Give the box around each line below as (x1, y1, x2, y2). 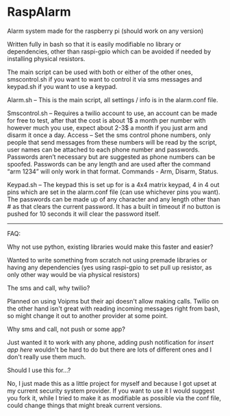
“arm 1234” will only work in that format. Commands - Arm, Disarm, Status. (7, 167, 219, 175)
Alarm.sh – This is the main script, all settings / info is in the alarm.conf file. (7, 95, 218, 103)
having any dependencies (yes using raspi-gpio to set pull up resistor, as (7, 263, 212, 271)
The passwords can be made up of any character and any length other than (7, 195, 220, 203)
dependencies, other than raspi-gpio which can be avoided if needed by (7, 47, 212, 56)
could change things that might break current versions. (7, 401, 162, 409)
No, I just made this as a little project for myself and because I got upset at (7, 379, 217, 387)
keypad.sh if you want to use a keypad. (7, 82, 118, 90)
